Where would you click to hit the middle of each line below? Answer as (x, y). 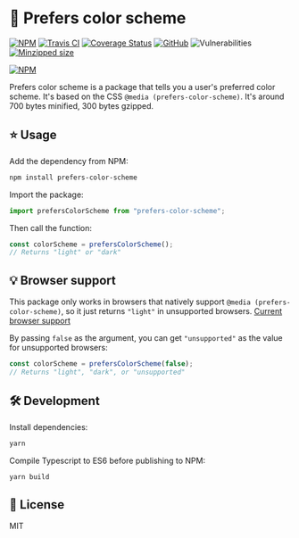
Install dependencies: (49, 426)
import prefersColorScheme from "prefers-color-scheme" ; (117, 211)
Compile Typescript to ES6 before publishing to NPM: (108, 460)
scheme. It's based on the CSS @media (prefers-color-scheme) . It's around (147, 96)
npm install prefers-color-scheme (74, 178)
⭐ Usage (33, 135)
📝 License (37, 505)
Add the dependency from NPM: (69, 161)
